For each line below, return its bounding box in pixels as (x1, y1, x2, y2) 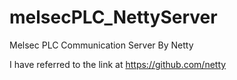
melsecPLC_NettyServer (9, 6, 218, 29)
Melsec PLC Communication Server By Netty (9, 39, 194, 51)
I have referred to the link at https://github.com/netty (9, 58, 227, 70)
